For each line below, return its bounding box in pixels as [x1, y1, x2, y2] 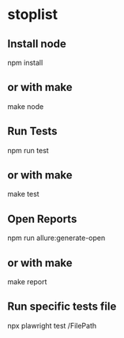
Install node [7, 37, 66, 51]
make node [7, 101, 44, 111]
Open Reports [7, 212, 77, 226]
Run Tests [7, 125, 58, 138]
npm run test [7, 145, 49, 155]
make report [7, 277, 47, 287]
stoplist [7, 6, 58, 24]
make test [7, 190, 40, 199]
